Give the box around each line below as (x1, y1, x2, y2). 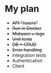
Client (12, 63, 25, 69)
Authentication (12, 57, 43, 63)
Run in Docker (12, 25, 42, 31)
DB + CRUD (12, 41, 36, 47)
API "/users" (12, 20, 38, 26)
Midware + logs (12, 30, 45, 36)
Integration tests (12, 52, 46, 58)
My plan (5, 3, 39, 15)
